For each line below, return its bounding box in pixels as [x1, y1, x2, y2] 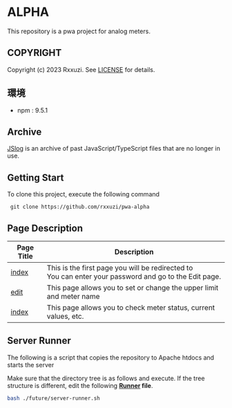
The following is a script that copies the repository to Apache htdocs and [7, 353, 215, 362]
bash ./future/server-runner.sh [7, 395, 100, 402]
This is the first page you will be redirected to [46, 263, 193, 272]
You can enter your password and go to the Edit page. [46, 272, 222, 281]
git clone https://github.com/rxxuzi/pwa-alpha [10, 203, 150, 211]
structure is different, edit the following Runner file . [7, 381, 153, 389]
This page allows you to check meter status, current [46, 303, 215, 312]
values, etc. [46, 312, 84, 321]
